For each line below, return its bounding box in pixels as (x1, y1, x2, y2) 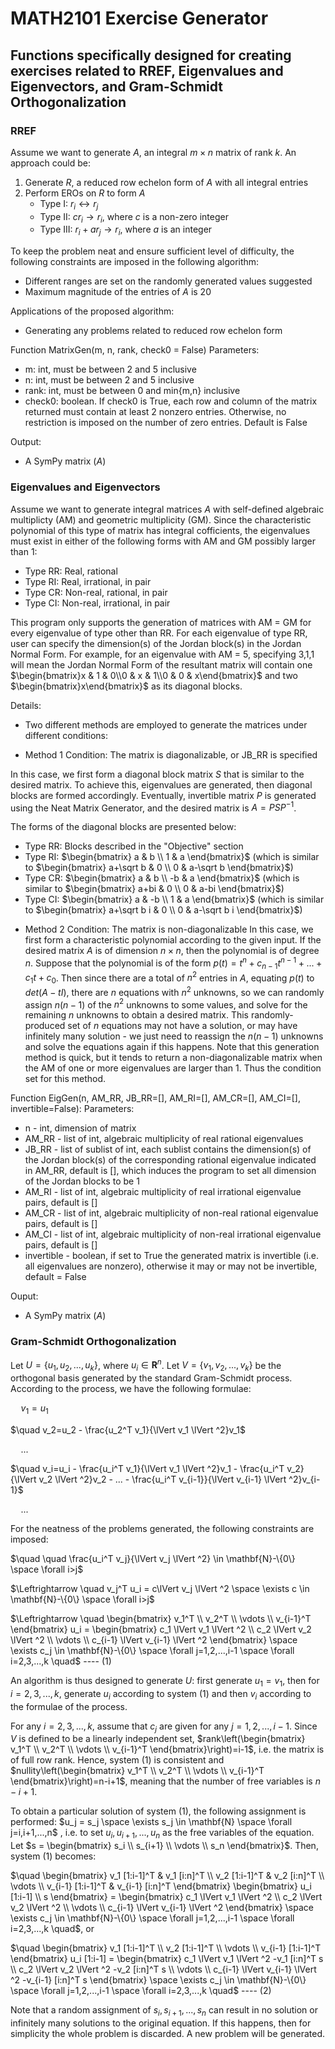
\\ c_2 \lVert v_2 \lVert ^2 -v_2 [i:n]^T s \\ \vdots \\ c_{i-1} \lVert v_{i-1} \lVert (10, 1963, 317, 1976)
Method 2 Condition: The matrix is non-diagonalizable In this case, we (24, 923, 314, 936)
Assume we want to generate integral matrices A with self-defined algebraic (10, 503, 325, 515)
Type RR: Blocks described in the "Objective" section (24, 840, 244, 852)
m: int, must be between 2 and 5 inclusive (24, 363, 197, 376)
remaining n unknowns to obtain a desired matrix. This (24, 1009, 249, 1021)
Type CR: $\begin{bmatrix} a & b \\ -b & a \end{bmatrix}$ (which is (24, 872, 300, 884)
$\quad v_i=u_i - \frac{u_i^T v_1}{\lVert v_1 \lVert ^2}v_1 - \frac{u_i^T (10, 1462, 285, 1474)
